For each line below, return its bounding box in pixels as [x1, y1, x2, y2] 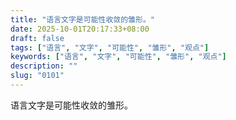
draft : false [10, 33, 65, 43]
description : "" [10, 61, 78, 71]
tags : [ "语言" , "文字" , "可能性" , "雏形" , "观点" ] [10, 42, 210, 53]
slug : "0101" [10, 71, 65, 81]
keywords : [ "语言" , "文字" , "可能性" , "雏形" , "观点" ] [10, 52, 227, 62]
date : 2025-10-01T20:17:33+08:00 [10, 24, 150, 34]
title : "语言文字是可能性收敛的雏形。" [10, 14, 155, 25]
